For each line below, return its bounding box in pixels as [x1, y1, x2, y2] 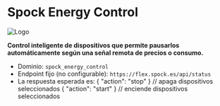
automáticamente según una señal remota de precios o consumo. [7, 48, 204, 57]
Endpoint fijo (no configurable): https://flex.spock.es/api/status [17, 69, 212, 78]
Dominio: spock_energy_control [17, 62, 109, 70]
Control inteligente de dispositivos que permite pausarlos [7, 41, 180, 49]
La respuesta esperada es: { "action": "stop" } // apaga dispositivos [17, 77, 214, 85]
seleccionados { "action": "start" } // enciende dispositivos [17, 84, 188, 93]
